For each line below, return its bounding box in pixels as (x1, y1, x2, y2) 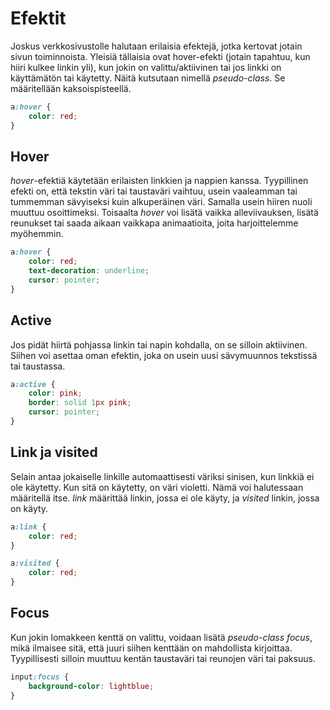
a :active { (10, 379, 56, 389)
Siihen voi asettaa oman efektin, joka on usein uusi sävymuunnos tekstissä (10, 349, 318, 361)
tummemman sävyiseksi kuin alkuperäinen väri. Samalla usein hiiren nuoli (10, 196, 313, 208)
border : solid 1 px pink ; (28, 398, 132, 408)
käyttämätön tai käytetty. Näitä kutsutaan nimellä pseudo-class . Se (10, 72, 286, 84)
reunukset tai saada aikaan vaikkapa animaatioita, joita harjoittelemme (10, 217, 299, 229)
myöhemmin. (10, 228, 64, 240)
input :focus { (10, 672, 70, 682)
